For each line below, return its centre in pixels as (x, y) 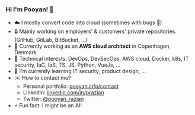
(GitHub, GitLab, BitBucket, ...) (51, 40)
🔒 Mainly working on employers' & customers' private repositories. (95, 31)
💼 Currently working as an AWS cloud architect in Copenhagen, (92, 46)
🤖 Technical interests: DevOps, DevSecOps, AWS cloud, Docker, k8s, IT (101, 59)
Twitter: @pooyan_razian (53, 99)
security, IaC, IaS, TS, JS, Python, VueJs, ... (67, 65)
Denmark (25, 52)
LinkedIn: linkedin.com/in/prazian (63, 93)
